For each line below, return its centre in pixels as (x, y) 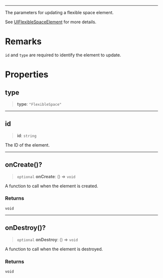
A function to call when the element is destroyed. (54, 249)
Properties (27, 74)
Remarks (24, 41)
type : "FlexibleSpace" (39, 104)
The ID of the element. (27, 145)
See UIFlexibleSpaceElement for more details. (51, 22)
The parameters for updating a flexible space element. (59, 12)
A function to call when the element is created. (52, 186)
